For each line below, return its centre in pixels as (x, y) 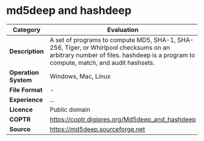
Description (27, 51)
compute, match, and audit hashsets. (102, 62)
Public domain (70, 110)
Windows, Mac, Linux (80, 76)
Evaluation (123, 30)
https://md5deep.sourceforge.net (97, 129)
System (21, 80)
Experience (26, 99)
